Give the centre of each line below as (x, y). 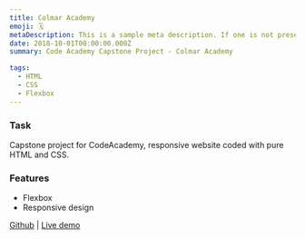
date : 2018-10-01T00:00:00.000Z (70, 43)
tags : (20, 68)
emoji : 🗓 (26, 26)
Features (30, 178)
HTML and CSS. (39, 154)
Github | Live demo (45, 225)
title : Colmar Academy (52, 18)
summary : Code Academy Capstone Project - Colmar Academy (121, 52)
